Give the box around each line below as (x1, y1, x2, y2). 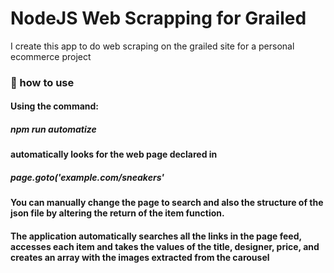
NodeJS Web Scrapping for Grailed (10, 7, 307, 30)
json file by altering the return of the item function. (10, 207, 225, 219)
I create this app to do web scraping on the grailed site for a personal (10, 40, 295, 52)
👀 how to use (10, 75, 75, 89)
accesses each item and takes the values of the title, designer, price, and (10, 240, 320, 252)
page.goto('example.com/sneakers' (10, 172, 165, 184)
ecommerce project (10, 50, 92, 62)
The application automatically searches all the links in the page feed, (10, 230, 302, 242)
